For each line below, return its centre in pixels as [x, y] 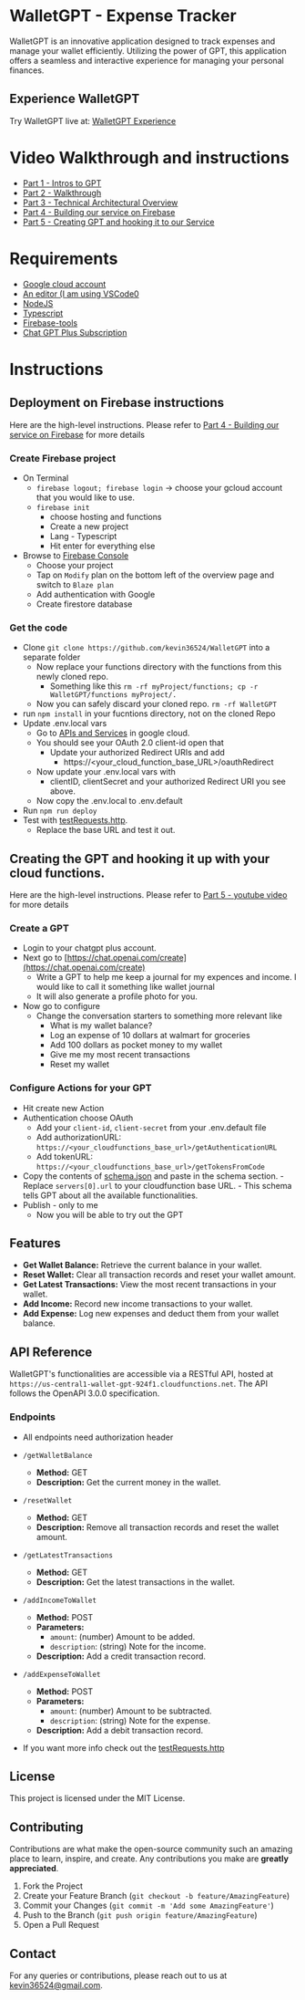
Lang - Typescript [83, 536]
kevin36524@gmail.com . [56, 1984]
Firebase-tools [50, 323]
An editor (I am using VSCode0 [81, 294]
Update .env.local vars [65, 724]
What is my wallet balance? [101, 1026]
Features [35, 1243]
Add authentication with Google [96, 594]
